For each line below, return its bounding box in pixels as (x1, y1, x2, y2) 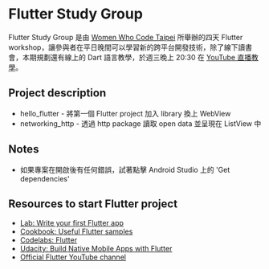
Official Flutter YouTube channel (19, 252, 127, 262)
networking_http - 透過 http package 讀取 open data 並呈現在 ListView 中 (19, 118, 262, 128)
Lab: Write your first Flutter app (19, 218, 124, 228)
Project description (8, 86, 107, 100)
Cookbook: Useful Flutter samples (19, 226, 133, 237)
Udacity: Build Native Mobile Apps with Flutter (19, 244, 173, 254)
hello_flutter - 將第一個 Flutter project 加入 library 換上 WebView (19, 108, 231, 118)
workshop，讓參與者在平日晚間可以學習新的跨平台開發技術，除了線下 (8, 42, 238, 52)
